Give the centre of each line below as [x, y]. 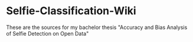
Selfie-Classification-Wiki [71, 11]
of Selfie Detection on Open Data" [48, 33]
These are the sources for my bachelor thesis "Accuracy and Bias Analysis [97, 27]
